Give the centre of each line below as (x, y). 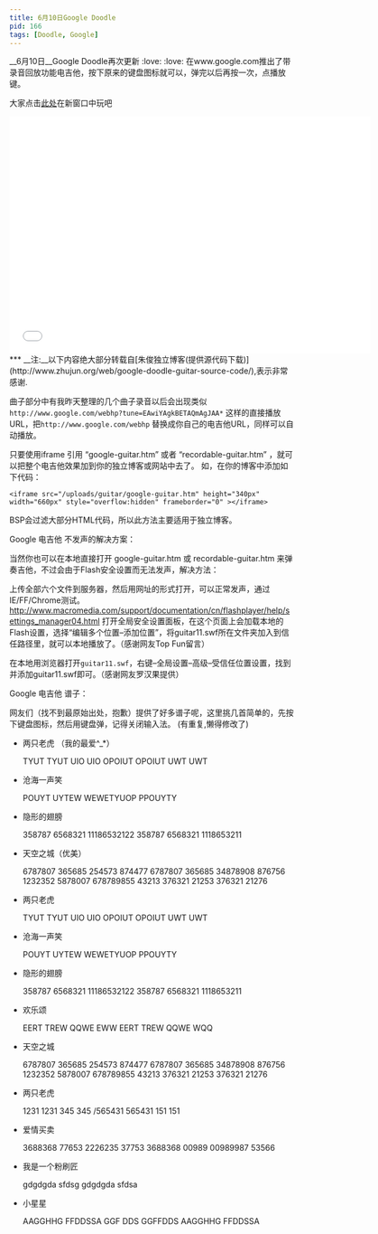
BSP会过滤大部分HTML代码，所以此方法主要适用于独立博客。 (123, 520)
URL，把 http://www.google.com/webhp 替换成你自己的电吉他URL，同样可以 (148, 424)
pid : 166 (26, 26)
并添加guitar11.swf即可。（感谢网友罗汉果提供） (97, 674)
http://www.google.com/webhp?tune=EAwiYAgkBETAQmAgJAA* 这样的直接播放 (145, 413)
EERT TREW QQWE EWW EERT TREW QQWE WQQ (118, 1028)
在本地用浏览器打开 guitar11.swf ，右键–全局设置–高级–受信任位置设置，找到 (150, 663)
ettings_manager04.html (55, 621)
